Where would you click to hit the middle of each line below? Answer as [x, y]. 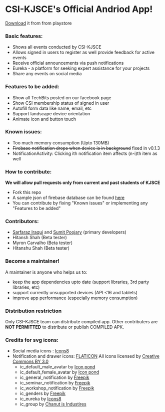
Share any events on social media [47, 74]
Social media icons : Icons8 [40, 351]
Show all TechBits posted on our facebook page [62, 97]
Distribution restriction [33, 311]
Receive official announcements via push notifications [68, 63]
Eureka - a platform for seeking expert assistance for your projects [81, 68]
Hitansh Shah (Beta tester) [40, 238]
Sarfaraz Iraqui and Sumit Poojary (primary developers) [69, 232]
